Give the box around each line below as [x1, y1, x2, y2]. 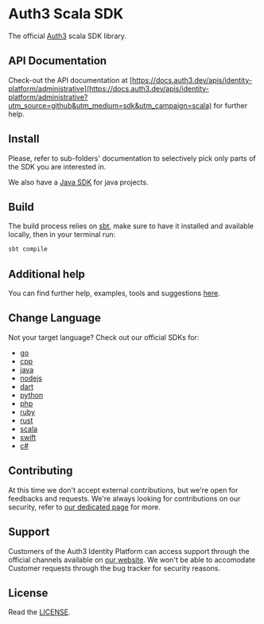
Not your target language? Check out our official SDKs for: [8, 332, 200, 342]
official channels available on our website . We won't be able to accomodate [8, 555, 256, 564]
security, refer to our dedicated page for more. [8, 502, 161, 512]
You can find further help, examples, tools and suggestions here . [8, 288, 220, 298]
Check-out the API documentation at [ [8, 75, 133, 84]
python [19, 390, 44, 400]
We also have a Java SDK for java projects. [8, 177, 149, 187]
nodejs [19, 373, 42, 383]
